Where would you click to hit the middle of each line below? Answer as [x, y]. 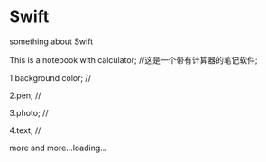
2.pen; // [25, 95]
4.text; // [25, 130]
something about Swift [51, 41]
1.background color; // [50, 77]
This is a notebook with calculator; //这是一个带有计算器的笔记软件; [133, 59]
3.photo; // [29, 112]
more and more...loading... [59, 148]
